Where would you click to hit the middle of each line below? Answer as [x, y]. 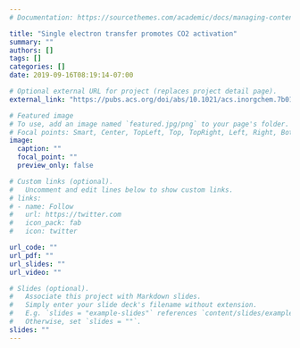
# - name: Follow [42, 206]
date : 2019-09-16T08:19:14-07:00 [71, 75]
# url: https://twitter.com [66, 215]
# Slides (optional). [50, 288]
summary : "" [31, 42]
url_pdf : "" [31, 255]
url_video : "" [36, 272]
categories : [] [37, 67]
